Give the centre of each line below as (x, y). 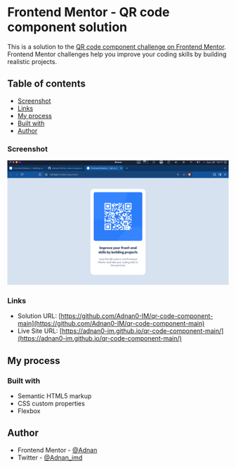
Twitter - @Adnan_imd (50, 457)
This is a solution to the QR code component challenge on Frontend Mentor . (117, 46)
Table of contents (46, 84)
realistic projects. (32, 61)
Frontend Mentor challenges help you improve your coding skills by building (117, 54)
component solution (67, 27)
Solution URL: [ (39, 316)
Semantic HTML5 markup (54, 396)
